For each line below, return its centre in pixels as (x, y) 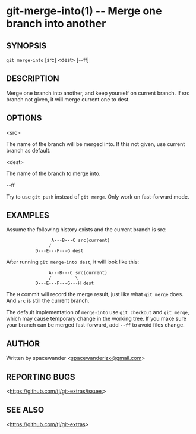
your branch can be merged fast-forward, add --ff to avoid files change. (96, 325)
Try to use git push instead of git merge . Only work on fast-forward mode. (98, 196)
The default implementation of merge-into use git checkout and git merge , (98, 312)
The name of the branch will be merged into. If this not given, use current (96, 144)
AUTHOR (23, 344)
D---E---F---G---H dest (65, 283)
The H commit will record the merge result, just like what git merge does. (95, 294)
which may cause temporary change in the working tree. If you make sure (97, 319)
